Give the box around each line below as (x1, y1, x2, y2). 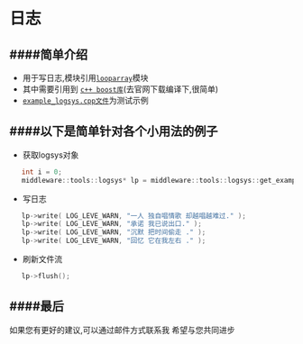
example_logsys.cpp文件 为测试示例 (22, 95, 149, 105)
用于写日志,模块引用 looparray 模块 (22, 73, 149, 83)
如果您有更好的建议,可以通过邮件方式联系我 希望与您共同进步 (9, 324, 235, 335)
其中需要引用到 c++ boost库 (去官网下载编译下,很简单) (22, 84, 219, 95)
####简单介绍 (9, 47, 88, 62)
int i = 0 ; (21, 167, 63, 177)
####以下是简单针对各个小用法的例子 (9, 123, 218, 140)
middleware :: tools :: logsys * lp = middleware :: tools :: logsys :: (21, 176, 260, 185)
